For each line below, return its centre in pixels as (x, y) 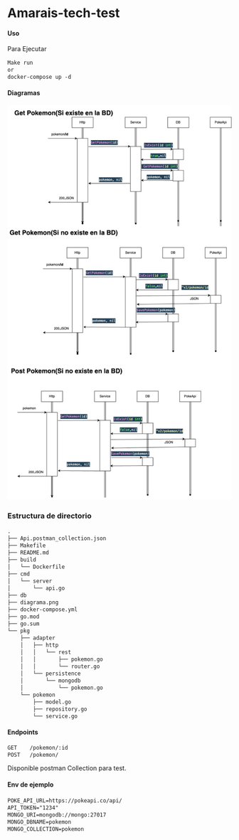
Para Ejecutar (27, 49)
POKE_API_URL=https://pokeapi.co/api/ (65, 801)
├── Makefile (27, 546)
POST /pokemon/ (33, 755)
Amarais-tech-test (64, 13)
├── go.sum (23, 624)
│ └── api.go (36, 588)
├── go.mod (23, 617)
